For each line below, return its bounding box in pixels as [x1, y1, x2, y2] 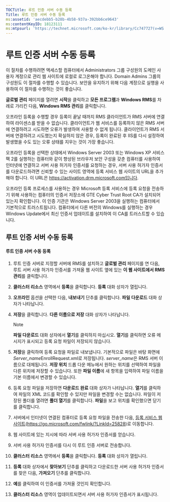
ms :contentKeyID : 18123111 [6, 21, 63, 27]
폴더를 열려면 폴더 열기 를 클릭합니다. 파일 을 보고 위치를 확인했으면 [22, 397, 152, 403]
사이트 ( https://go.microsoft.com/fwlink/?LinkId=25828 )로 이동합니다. [13, 420, 154, 426]
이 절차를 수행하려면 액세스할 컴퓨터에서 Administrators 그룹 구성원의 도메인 [6, 67, 156, 73]
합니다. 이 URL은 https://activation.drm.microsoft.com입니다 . [15, 175, 139, 181]
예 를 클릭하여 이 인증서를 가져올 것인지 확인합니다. [13, 480, 111, 486]
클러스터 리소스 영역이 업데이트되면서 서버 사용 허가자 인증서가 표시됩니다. [13, 491, 158, 497]
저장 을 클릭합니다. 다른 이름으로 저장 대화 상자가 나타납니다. [13, 311, 130, 318]
